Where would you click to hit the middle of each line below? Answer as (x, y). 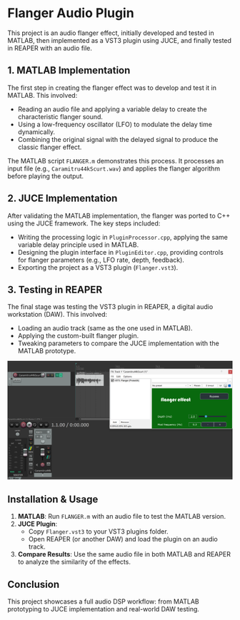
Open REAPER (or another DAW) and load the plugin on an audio (123, 539)
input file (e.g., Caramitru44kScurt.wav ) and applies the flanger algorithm (114, 168)
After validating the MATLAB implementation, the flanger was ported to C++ (119, 215)
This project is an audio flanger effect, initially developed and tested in (111, 33)
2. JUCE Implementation (62, 199)
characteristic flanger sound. (60, 116)
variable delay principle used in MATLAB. (78, 245)
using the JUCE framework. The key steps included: (84, 223)
